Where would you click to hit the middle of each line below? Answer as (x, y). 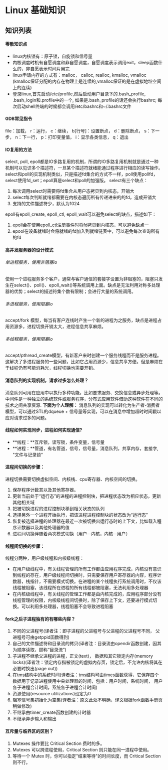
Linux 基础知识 (35, 10)
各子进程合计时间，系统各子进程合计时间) (55, 687)
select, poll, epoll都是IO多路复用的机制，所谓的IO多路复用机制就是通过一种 (82, 162)
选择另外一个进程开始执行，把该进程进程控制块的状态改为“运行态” (80, 515)
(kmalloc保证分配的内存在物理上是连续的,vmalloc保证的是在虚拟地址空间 (87, 81)
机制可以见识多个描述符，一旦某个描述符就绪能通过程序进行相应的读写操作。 (84, 168)
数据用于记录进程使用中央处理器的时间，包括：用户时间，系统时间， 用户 (87, 681)
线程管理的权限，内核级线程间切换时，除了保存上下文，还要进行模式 (82, 600)
